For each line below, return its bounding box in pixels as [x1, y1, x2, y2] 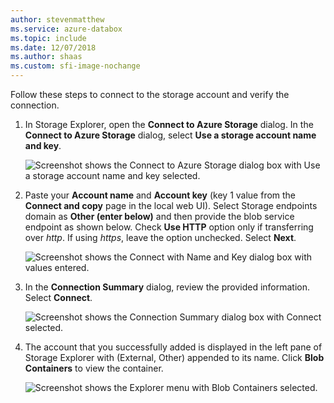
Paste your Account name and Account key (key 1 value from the [24, 189, 297, 201]
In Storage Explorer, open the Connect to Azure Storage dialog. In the [24, 119, 314, 130]
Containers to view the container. [24, 362, 164, 374]
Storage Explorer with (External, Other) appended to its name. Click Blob [24, 352, 325, 363]
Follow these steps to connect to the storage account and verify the [10, 89, 290, 100]
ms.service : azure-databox [10, 24, 123, 34]
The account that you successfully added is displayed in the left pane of [24, 341, 323, 353]
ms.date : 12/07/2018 [10, 42, 97, 53]
